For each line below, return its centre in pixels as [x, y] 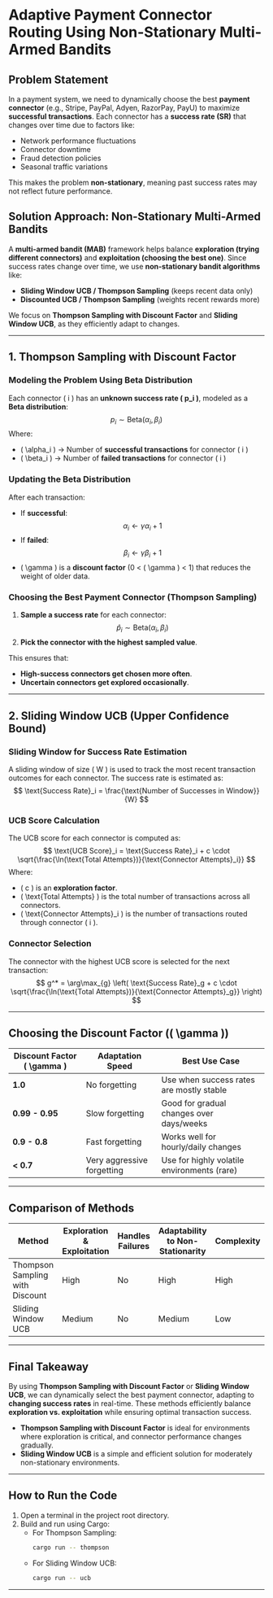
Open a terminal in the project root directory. [95, 1515]
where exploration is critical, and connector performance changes [131, 1436]
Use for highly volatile [203, 1160]
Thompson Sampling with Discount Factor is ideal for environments [135, 1428]
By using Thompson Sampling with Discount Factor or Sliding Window [129, 1386]
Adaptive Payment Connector [110, 15]
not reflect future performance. [61, 191]
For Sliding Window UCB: [74, 1563]
